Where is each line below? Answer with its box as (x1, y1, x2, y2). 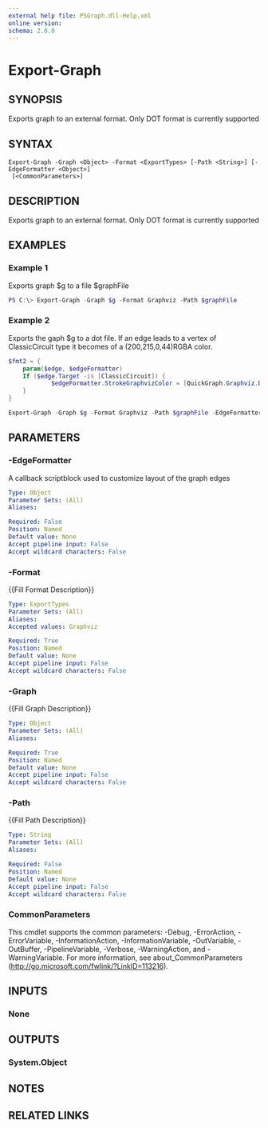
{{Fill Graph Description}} (8, 704, 92, 714)
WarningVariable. (8, 953, 65, 962)
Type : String (8, 831, 52, 839)
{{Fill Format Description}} (8, 585, 95, 594)
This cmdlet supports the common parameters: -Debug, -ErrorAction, (8, 927, 237, 937)
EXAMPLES (8, 238, 66, 252)
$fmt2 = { (8, 357, 41, 365)
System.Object (8, 1057, 68, 1068)
